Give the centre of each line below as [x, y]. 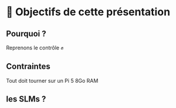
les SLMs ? [26, 99]
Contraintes [28, 67]
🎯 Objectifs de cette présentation [88, 12]
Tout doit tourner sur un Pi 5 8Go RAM [52, 80]
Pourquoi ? [26, 34]
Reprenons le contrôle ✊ [35, 48]
